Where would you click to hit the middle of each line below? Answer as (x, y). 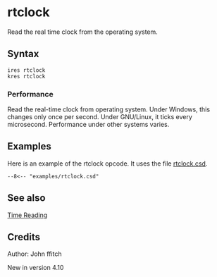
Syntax (23, 54)
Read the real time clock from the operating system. (83, 32)
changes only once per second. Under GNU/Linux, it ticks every (100, 117)
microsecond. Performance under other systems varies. (88, 125)
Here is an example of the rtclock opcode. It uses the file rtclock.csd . (107, 164)
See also (26, 198)
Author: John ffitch (35, 254)
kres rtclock (26, 76)
